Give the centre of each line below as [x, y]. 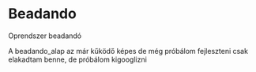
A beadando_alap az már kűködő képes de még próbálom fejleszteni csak [128, 51]
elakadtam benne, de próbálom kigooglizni [78, 59]
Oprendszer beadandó [45, 36]
